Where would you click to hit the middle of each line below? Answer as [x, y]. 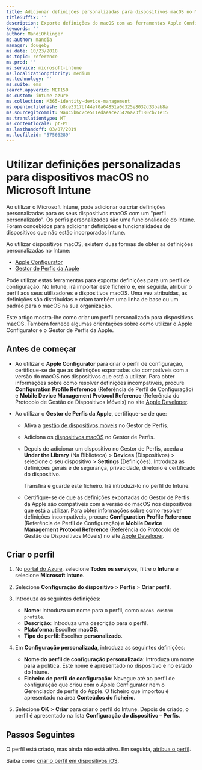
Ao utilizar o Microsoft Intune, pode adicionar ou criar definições [86, 207]
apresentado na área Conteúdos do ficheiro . [80, 698]
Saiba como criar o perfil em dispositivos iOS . [63, 761]
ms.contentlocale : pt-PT [37, 124]
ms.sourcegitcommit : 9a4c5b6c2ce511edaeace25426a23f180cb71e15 [87, 112]
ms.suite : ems [24, 85]
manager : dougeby [28, 46]
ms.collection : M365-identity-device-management [68, 101]
